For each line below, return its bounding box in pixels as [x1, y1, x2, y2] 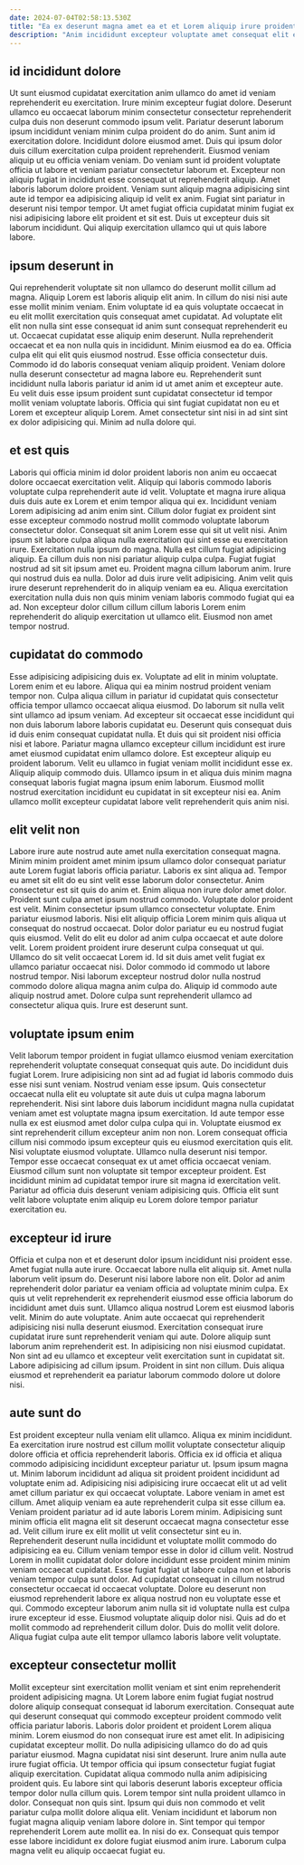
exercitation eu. [9, 1204, 68, 1215]
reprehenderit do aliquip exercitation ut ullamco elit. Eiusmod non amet [9, 611, 273, 622]
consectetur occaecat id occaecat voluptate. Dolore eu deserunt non [9, 1583, 267, 1594]
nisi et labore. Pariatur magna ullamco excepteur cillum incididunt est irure [9, 738, 286, 749]
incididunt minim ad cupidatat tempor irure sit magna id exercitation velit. [9, 1175, 281, 1186]
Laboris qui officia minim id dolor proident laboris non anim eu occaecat [9, 467, 278, 478]
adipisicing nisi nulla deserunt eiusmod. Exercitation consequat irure [9, 1322, 264, 1333]
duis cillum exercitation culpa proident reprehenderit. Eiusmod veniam [9, 146, 271, 157]
